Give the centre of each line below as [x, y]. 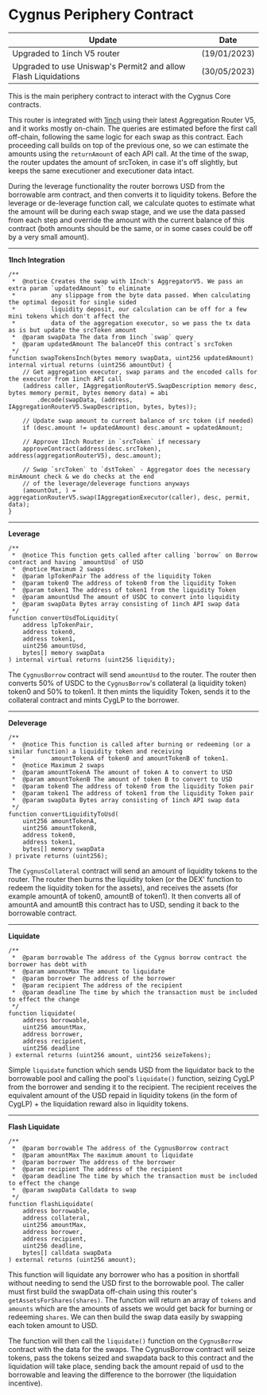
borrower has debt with [48, 964]
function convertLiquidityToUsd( [64, 814]
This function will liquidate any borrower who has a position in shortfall [124, 1274]
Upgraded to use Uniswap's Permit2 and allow [99, 66]
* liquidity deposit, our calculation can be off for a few [129, 309]
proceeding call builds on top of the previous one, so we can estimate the [128, 145]
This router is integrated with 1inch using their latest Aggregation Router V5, [132, 120]
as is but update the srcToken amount [72, 330]
